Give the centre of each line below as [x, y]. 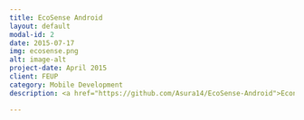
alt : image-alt [38, 60]
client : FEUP [34, 77]
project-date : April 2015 [58, 69]
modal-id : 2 [32, 34]
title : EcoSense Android [56, 18]
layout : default [40, 26]
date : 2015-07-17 [42, 43]
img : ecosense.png [44, 51]
